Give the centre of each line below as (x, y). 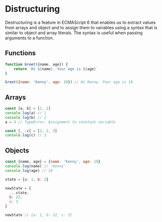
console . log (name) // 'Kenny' (36, 166)
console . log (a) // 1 (26, 113)
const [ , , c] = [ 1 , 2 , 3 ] (31, 131)
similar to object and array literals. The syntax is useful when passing (74, 33)
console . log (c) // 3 (26, 135)
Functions (21, 53)
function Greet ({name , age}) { (37, 64)
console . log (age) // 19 (29, 171)
